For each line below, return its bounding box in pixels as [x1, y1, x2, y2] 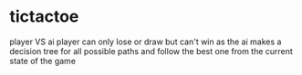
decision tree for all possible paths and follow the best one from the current [9, 45, 294, 56]
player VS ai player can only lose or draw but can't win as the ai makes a [9, 36, 282, 47]
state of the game [9, 55, 76, 66]
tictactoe [9, 6, 79, 27]
